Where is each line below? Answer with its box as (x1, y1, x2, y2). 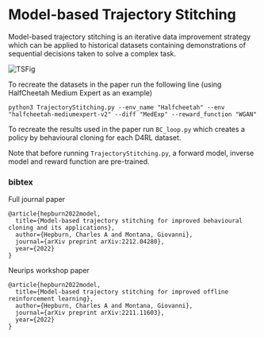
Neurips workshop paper (8, 266, 90, 275)
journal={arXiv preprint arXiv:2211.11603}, (15, 309, 165, 317)
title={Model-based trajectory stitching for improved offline (15, 288, 228, 296)
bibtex (8, 177, 33, 188)
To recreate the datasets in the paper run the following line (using (8, 80, 222, 89)
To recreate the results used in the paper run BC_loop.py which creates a (8, 124, 246, 134)
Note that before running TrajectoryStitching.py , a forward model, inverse (8, 148, 254, 157)
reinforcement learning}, (8, 295, 94, 303)
